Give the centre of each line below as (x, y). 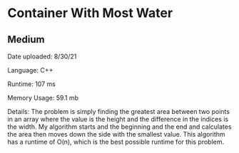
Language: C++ (30, 70)
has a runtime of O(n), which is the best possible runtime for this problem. (116, 142)
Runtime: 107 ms (31, 84)
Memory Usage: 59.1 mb (43, 98)
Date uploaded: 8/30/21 (42, 56)
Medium (26, 39)
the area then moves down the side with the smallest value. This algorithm (117, 134)
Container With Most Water (90, 13)
